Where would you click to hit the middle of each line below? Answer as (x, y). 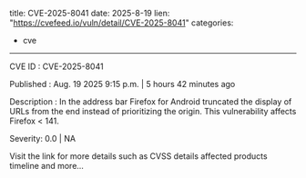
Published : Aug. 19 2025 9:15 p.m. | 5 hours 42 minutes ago (122, 84)
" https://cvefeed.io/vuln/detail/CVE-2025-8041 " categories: (122, 23)
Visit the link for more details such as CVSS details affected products (138, 156)
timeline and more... (47, 166)
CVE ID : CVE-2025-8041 (56, 66)
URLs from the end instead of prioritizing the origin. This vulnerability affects (153, 111)
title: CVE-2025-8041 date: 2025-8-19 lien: (90, 13)
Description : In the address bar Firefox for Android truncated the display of (151, 102)
